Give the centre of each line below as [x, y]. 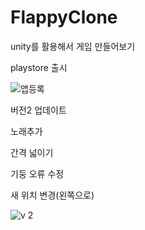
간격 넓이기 [32, 152]
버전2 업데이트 [38, 110]
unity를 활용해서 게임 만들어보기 [73, 46]
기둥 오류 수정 [37, 173]
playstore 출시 [39, 67]
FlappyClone [64, 17]
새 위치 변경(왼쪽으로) [52, 195]
